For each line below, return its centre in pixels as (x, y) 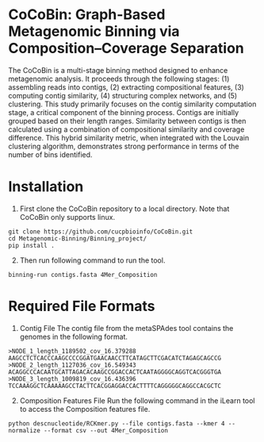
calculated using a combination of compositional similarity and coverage (126, 129)
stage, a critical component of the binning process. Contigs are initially (124, 112)
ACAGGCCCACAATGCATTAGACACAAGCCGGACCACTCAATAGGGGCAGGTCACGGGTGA (115, 372)
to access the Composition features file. (85, 409)
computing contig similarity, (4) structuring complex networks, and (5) (123, 95)
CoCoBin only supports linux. (67, 217)
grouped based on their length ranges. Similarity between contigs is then (127, 121)
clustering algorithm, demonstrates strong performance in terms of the (124, 146)
